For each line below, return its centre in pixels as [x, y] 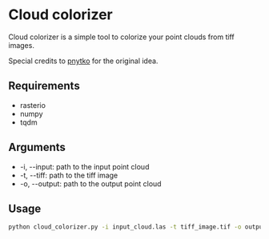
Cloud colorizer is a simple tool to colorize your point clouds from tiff [121, 37]
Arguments [37, 147]
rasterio [33, 105]
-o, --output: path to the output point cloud [90, 183]
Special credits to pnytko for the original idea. [83, 61]
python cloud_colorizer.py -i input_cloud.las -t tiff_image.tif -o [125, 227]
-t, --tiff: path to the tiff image [69, 175]
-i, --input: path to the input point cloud [84, 166]
